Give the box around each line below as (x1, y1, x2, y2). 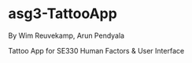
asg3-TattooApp (8, 5, 118, 23)
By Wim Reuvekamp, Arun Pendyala (8, 31, 124, 40)
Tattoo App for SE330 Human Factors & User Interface (8, 46, 185, 55)
